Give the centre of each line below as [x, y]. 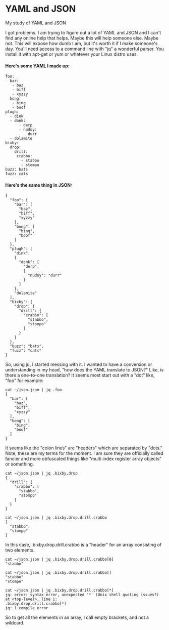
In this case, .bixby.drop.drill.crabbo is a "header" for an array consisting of [83, 545]
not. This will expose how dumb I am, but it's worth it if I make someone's [81, 43]
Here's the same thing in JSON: [39, 185]
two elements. [20, 550]
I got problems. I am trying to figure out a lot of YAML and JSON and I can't [83, 32]
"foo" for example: [24, 381]
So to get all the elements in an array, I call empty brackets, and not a [77, 617]
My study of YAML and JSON [36, 23]
